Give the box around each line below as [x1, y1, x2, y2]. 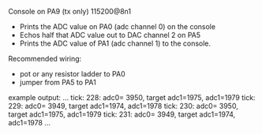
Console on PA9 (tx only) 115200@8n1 [8, 7, 132, 16]
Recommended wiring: [8, 54, 82, 63]
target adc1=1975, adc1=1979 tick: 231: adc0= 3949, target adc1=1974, [8, 110, 236, 119]
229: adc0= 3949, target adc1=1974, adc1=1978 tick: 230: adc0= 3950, [8, 102, 238, 110]
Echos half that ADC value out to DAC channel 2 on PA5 [19, 31, 201, 39]
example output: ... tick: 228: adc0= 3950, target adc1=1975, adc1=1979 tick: [8, 93, 256, 102]
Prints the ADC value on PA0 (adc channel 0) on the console [19, 22, 215, 31]
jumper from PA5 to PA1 [19, 78, 96, 87]
